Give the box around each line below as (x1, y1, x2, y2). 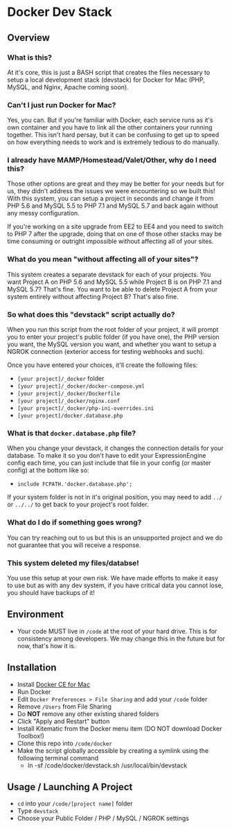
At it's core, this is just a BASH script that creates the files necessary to (7, 68, 211, 76)
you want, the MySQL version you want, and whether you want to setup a (7, 340, 217, 348)
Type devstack (17, 807, 59, 815)
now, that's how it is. (17, 641, 76, 650)
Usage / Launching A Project (7, 781, 133, 793)
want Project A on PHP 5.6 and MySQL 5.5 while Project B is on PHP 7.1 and (7, 278, 222, 286)
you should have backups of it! (7, 588, 96, 596)
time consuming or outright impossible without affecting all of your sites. (7, 237, 214, 246)
